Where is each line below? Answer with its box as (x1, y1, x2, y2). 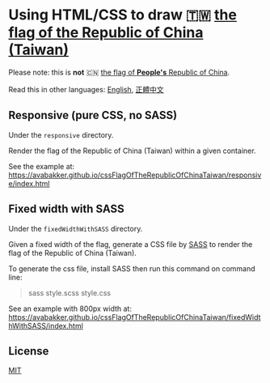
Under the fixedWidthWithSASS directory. (8, 223, 143, 233)
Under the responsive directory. (8, 130, 114, 139)
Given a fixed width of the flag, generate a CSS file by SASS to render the (8, 239, 253, 249)
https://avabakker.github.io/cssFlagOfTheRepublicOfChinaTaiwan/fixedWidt (8, 312, 261, 321)
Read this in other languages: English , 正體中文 (8, 84, 164, 94)
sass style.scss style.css (27, 287, 112, 297)
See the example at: (8, 161, 75, 171)
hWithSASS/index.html (8, 321, 83, 330)
